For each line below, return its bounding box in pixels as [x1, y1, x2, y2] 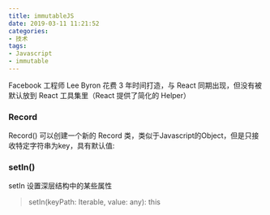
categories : [8, 27, 49, 35]
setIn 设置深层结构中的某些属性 [8, 181, 113, 191]
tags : [8, 42, 27, 50]
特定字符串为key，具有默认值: [15, 141, 115, 151]
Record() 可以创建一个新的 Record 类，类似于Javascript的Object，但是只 [8, 131, 253, 140]
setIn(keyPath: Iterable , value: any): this [28, 197, 161, 207]
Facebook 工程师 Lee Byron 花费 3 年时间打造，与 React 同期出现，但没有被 [8, 80, 262, 90]
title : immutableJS [8, 11, 75, 20]
